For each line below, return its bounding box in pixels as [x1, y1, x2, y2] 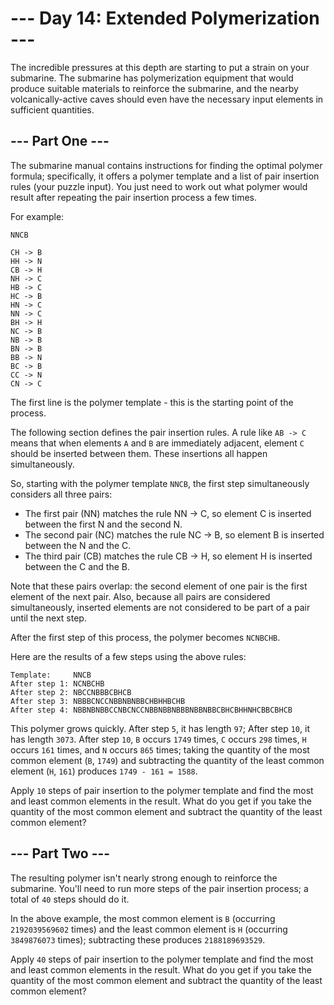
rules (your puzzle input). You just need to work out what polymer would [10, 180, 308, 192]
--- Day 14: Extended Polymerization [10, 7, 320, 30]
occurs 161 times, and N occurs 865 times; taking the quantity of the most [10, 743, 310, 756]
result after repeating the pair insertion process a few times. [10, 191, 258, 203]
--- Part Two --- [10, 845, 111, 862]
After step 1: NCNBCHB [10, 678, 105, 689]
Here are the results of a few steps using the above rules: [10, 650, 247, 662]
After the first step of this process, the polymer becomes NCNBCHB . [10, 631, 281, 643]
